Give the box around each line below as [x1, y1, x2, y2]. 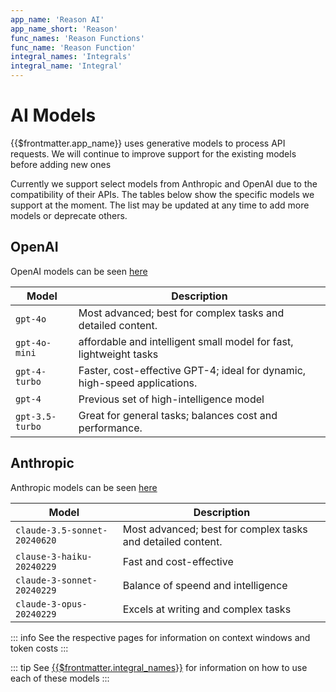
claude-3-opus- [15, 598, 88, 610]
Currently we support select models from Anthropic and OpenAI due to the [10, 177, 318, 190]
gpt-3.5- [15, 411, 57, 422]
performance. [78, 421, 143, 435]
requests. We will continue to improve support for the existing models [10, 147, 297, 160]
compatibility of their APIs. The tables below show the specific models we [10, 188, 315, 200]
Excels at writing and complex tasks [122, 602, 292, 616]
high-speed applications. [78, 376, 198, 390]
